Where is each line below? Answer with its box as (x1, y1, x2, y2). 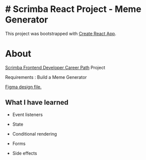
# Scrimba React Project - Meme (5, 3, 142, 15)
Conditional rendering (12, 131, 57, 137)
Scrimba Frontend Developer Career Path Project (5, 64, 105, 70)
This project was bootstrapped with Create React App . (5, 30, 117, 36)
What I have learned (5, 98, 69, 107)
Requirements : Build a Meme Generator (5, 74, 87, 80)
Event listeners (12, 111, 43, 118)
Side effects (12, 150, 37, 156)
